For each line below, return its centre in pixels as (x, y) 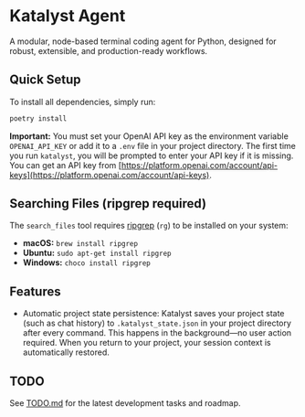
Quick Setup (45, 80)
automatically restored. (66, 352)
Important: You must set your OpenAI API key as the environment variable (149, 136)
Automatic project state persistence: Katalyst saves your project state (153, 314)
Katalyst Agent (68, 16)
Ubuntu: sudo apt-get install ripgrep (97, 253)
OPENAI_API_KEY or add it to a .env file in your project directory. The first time (153, 145)
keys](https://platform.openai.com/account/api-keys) (110, 175)
